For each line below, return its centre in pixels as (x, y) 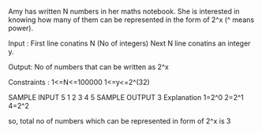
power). (21, 28)
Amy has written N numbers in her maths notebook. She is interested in (124, 11)
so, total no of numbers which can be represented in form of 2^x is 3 (120, 121)
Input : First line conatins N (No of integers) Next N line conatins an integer (129, 43)
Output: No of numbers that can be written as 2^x (89, 67)
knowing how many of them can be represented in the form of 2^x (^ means (131, 20)
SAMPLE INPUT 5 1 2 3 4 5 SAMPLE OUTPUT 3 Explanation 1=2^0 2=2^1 (126, 97)
